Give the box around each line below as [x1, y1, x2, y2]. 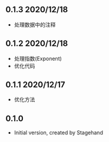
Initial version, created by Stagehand [14, 129, 104, 136]
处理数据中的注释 [14, 21, 56, 28]
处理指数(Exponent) [14, 55, 62, 62]
